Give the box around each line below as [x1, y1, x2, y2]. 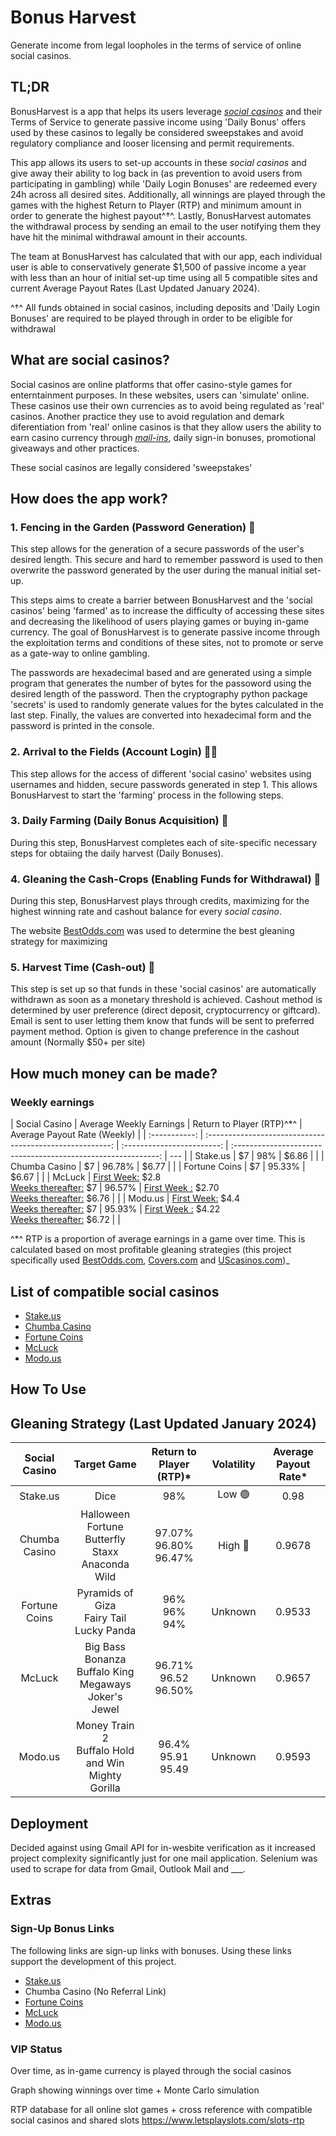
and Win [85, 1756, 125, 1770]
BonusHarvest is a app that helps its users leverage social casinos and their [10, 105, 323, 117]
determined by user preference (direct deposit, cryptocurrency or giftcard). [10, 1004, 321, 1016]
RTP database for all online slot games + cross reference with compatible [10, 2103, 313, 2115]
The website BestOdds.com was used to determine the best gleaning [10, 925, 295, 937]
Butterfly [84, 1532, 127, 1546]
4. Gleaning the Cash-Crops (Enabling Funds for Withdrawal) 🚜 [10, 872, 322, 886]
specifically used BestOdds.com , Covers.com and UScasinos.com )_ [10, 1254, 290, 1266]
